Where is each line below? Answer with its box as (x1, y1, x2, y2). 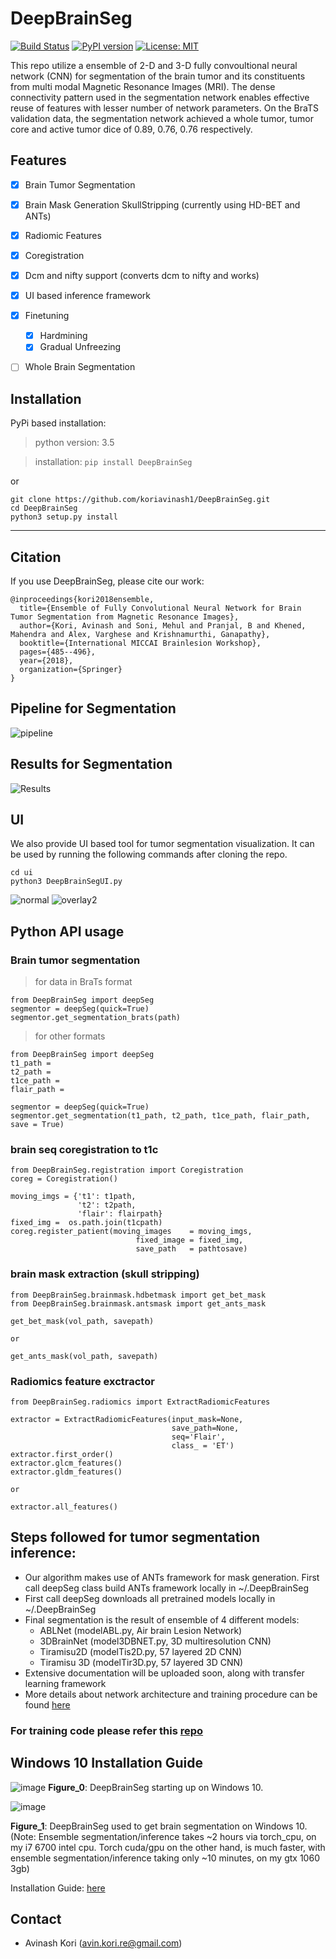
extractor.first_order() (10, 1450, 114, 1460)
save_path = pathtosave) (135, 1244, 248, 1254)
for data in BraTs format (34, 976, 133, 988)
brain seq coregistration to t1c (10, 1143, 159, 1157)
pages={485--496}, (19, 647, 97, 657)
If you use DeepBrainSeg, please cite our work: (10, 575, 205, 587)
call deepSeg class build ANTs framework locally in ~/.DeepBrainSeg (24, 1582, 309, 1594)
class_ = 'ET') (171, 1441, 235, 1451)
